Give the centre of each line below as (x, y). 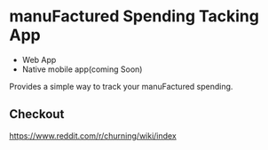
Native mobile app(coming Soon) (82, 69)
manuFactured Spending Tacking (134, 16)
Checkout (37, 114)
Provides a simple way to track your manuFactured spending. (121, 86)
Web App (39, 59)
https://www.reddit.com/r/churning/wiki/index (93, 136)
